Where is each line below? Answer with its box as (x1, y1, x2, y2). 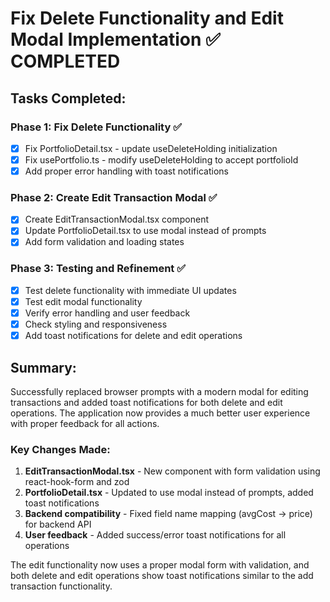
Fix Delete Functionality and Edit (10, 7, 284, 30)
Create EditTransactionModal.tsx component (24, 213, 209, 226)
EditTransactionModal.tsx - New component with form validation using (24, 465, 321, 477)
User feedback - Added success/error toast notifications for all (24, 529, 287, 541)
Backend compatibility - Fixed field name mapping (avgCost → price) (24, 508, 313, 520)
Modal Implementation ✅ (10, 28, 221, 51)
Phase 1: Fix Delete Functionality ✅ (10, 120, 183, 134)
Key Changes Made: (10, 442, 111, 456)
